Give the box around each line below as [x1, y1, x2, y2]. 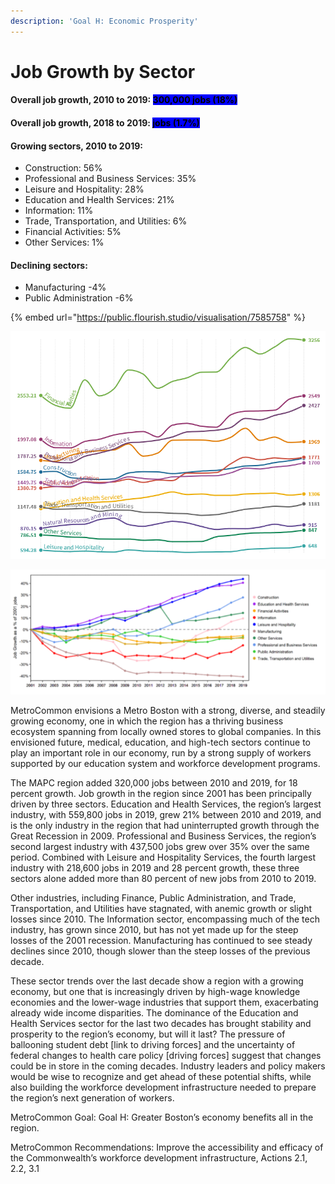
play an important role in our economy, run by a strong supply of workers [10, 746, 312, 759]
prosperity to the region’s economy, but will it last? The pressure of [10, 1028, 286, 1040]
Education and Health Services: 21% [24, 194, 175, 206]
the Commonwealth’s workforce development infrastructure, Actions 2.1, [10, 1151, 308, 1164]
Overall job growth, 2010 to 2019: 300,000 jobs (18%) [10, 94, 238, 106]
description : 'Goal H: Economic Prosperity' [10, 16, 199, 26]
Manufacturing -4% [24, 281, 107, 294]
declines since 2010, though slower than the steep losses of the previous [10, 945, 311, 957]
